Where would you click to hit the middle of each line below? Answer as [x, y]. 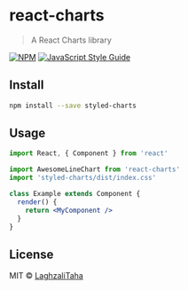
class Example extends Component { [75, 194]
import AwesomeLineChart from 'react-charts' [94, 169]
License [31, 254]
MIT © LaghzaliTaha [47, 276]
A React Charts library [71, 40]
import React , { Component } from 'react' [89, 153]
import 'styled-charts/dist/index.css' [83, 178]
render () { [37, 202]
